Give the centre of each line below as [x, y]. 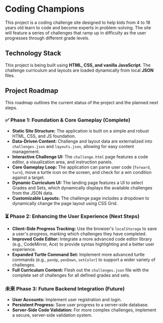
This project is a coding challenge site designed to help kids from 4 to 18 [78, 22]
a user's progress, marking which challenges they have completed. [79, 234]
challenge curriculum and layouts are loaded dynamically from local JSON [80, 70]
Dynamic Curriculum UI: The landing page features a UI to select [78, 182]
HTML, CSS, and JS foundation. [44, 136]
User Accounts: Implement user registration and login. [67, 300]
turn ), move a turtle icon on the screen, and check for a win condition [82, 172]
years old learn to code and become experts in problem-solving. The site [78, 27]
